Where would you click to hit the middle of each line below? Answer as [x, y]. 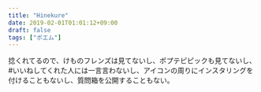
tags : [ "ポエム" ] [35, 37]
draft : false [30, 30]
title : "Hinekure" [38, 15]
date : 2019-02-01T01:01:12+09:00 [63, 23]
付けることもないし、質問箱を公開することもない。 [91, 80]
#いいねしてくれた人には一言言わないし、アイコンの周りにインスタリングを [131, 71]
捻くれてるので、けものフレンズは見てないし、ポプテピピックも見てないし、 [132, 61]
